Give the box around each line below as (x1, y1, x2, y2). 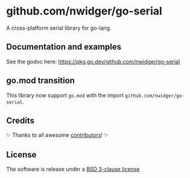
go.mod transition (6, 76, 75, 86)
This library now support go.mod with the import (6, 91, 124, 99)
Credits (6, 115, 35, 125)
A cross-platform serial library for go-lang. (6, 24, 112, 31)
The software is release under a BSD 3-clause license (6, 165, 140, 173)
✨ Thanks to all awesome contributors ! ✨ (6, 131, 109, 139)
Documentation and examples (6, 42, 122, 52)
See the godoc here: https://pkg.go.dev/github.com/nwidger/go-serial (6, 58, 180, 65)
